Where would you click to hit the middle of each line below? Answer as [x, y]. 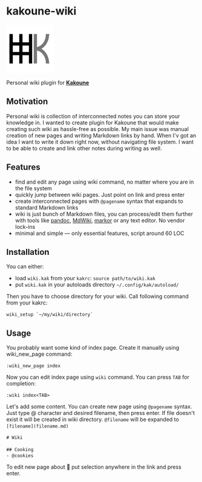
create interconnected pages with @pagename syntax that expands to [99, 201]
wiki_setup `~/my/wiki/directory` [50, 315]
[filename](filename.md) [37, 426]
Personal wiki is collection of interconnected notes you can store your [93, 116]
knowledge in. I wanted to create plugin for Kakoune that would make [93, 123]
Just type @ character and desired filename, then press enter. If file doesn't [101, 413]
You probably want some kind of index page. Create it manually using [93, 348]
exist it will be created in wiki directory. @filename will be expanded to [93, 419]
